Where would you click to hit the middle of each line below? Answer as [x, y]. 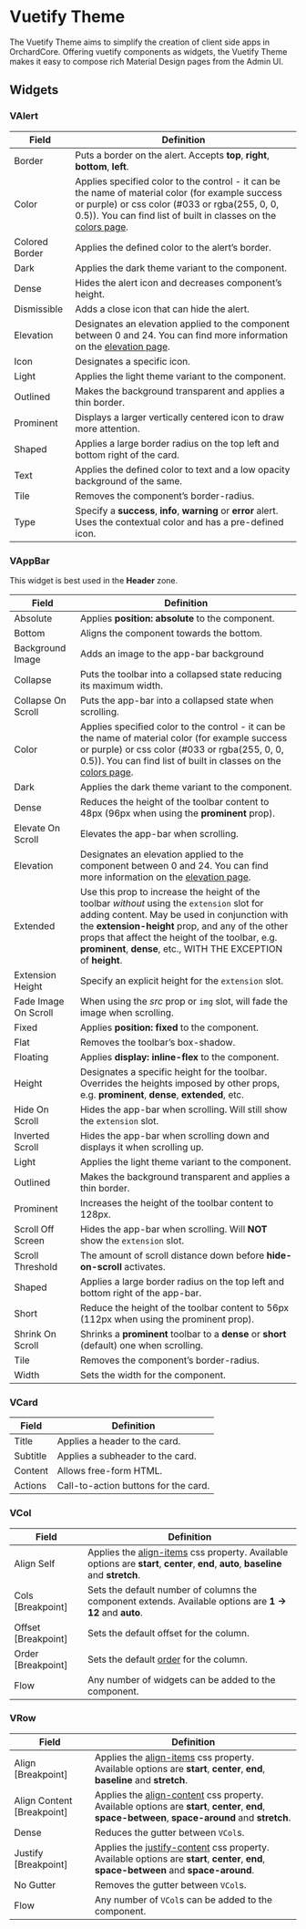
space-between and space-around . [174, 1870]
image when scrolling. [127, 1012]
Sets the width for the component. [153, 1375]
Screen [30, 1240]
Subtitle [31, 1456]
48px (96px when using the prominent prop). [178, 813]
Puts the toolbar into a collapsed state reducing [181, 674]
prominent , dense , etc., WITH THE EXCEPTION [182, 948]
